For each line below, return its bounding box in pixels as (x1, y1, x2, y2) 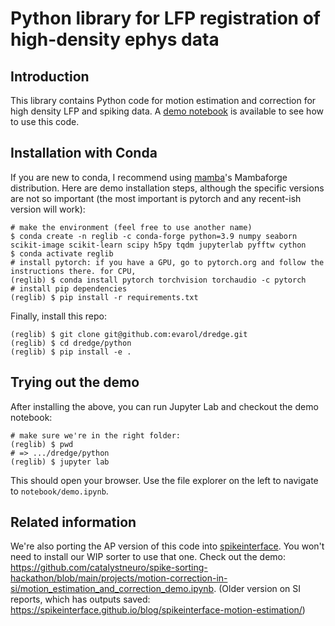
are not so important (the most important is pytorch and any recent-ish (10, 192, 302, 204)
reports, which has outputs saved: (10, 593, 151, 606)
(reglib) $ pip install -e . (10, 347, 132, 357)
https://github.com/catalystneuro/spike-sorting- (10, 562, 208, 574)
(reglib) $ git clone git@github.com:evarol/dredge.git (10, 329, 248, 339)
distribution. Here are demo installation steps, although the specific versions (10, 182, 325, 194)
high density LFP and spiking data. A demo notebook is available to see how (10, 105, 324, 117)
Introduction (10, 68, 90, 85)
